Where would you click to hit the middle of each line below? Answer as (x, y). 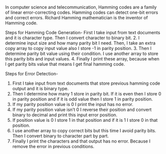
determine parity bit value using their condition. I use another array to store (82, 53)
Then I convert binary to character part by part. (60, 136)
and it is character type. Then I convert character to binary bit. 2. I (72, 38)
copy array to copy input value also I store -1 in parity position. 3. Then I (79, 48)
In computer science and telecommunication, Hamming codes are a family (81, 7)
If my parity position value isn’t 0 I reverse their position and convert (82, 109)
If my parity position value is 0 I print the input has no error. (73, 104)
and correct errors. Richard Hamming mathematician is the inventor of (77, 18)
